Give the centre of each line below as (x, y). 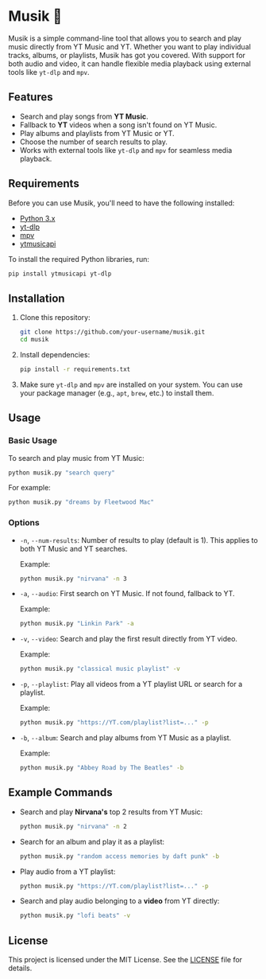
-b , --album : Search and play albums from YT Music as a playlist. (125, 738)
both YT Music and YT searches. (73, 548)
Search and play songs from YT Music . (84, 116)
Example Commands (60, 792)
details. (20, 968)
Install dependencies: (55, 355)
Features (31, 98)
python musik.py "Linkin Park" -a (77, 624)
